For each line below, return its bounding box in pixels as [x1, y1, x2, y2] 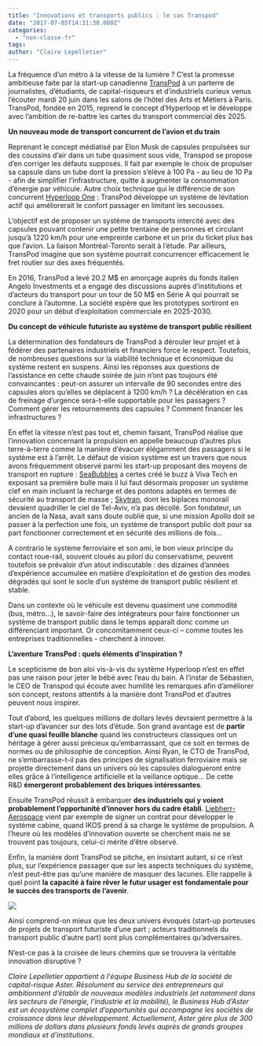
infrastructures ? [8, 413, 62, 421]
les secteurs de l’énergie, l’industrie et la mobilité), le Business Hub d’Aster [8, 997, 250, 1006]
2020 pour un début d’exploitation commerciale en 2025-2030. [8, 306, 213, 316]
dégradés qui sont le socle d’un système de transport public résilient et [8, 577, 238, 586]
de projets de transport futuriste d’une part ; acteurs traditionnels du [8, 925, 229, 933]
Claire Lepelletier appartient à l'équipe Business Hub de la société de [8, 972, 233, 981]
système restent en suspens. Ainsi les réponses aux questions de [8, 362, 220, 371]
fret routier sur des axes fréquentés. [8, 258, 126, 267]
